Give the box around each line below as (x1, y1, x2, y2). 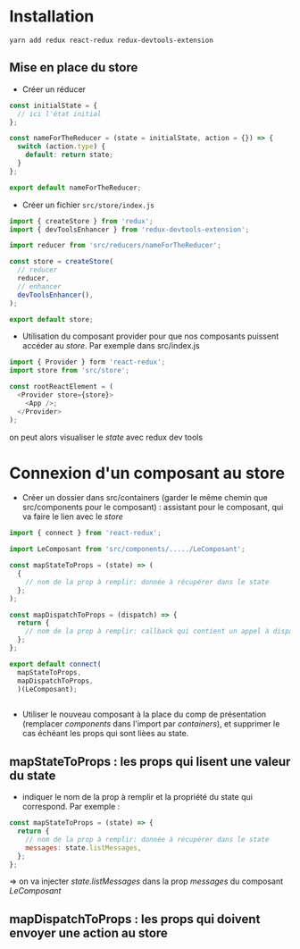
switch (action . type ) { (17, 142, 105, 151)
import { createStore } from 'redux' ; (9, 216, 154, 225)
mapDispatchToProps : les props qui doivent (9, 911, 261, 927)
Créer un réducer (21, 83, 87, 95)
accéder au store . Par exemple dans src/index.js (21, 340, 200, 351)
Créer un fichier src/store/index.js (21, 199, 154, 210)
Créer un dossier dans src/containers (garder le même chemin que (21, 492, 268, 503)
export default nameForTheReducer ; (9, 183, 142, 192)
